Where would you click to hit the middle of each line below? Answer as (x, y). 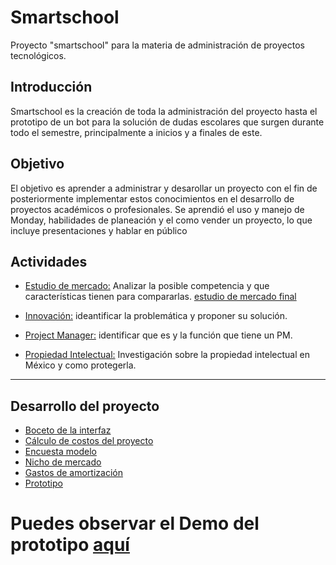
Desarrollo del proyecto (85, 406)
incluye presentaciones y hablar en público (99, 230)
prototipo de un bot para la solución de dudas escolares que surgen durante (167, 122)
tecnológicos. (38, 55)
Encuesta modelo (60, 452)
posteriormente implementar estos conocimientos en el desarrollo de (152, 198)
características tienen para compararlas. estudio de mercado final (160, 297)
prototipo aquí (70, 545)
